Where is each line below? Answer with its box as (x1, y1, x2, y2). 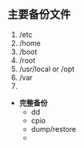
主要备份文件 (7, 7, 71, 22)
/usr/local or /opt (18, 64, 75, 74)
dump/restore (30, 124, 77, 133)
